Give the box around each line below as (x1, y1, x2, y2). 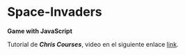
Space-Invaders (7, 4, 102, 20)
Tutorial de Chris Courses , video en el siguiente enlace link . (7, 40, 179, 48)
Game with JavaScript (7, 27, 73, 35)
